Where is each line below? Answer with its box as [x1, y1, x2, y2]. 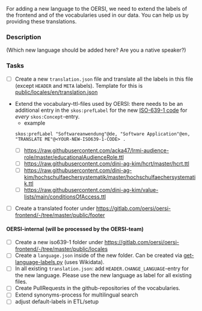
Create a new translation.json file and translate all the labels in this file [14, 75, 194, 82]
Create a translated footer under [14, 205, 95, 212]
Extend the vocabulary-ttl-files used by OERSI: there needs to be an [14, 100, 183, 107]
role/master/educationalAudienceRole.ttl [23, 153, 124, 161]
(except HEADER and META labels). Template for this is [14, 82, 143, 89]
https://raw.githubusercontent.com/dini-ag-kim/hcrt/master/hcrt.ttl [23, 159, 189, 167]
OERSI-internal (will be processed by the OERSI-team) [6, 225, 144, 232]
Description [6, 32, 41, 41]
